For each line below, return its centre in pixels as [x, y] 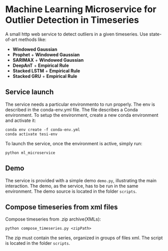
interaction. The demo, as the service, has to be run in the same [72, 186]
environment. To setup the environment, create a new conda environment [82, 115]
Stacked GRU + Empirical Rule [45, 76]
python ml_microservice [30, 153]
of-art [11, 39]
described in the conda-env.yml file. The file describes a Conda [72, 109]
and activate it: [21, 120]
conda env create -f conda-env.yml [43, 130]
